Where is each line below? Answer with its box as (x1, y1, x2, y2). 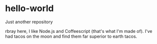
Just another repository (5, 19, 53, 25)
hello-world (5, 3, 54, 14)
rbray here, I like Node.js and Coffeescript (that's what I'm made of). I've (5, 28, 153, 34)
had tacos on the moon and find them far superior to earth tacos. (5, 33, 137, 39)
